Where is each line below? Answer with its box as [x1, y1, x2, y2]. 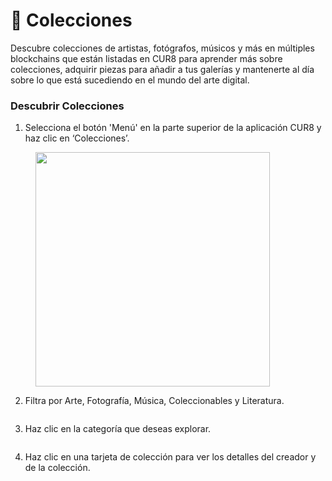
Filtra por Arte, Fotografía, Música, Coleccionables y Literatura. [24, 395, 285, 407]
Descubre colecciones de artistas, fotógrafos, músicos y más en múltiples [10, 42, 315, 54]
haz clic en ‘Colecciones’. [24, 132, 130, 144]
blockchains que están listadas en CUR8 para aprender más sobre [10, 52, 283, 64]
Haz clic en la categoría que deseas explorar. [24, 423, 212, 435]
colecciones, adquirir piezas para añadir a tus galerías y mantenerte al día [10, 63, 315, 75]
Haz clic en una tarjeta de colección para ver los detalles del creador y [24, 451, 317, 463]
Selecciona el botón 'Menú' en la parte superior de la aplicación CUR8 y [24, 122, 322, 134]
